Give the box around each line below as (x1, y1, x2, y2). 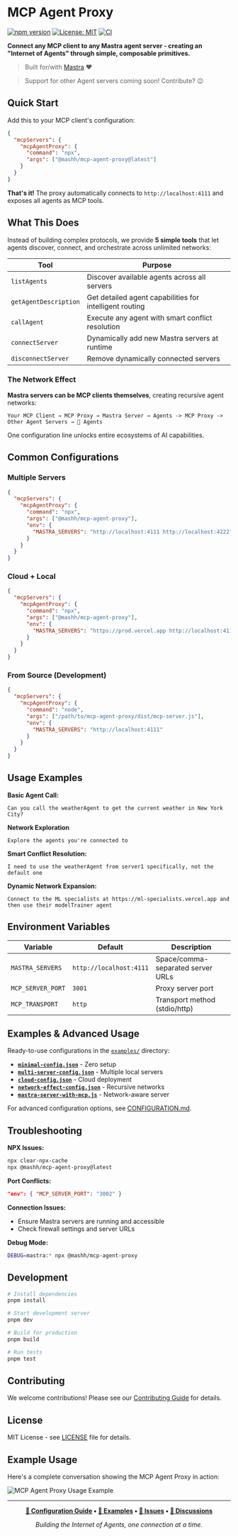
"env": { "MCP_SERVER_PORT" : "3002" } (7, 1190, 122, 1198)
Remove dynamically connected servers (86, 353, 221, 363)
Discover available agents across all (86, 272, 206, 282)
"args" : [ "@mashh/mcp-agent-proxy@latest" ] (25, 156, 157, 163)
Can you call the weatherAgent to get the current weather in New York (7, 805, 223, 812)
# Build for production (7, 1330, 78, 1337)
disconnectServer (11, 354, 69, 363)
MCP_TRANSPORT (11, 1000, 59, 1008)
